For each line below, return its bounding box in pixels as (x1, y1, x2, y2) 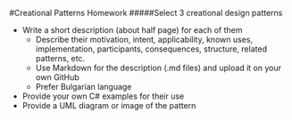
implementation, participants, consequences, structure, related (35, 44, 268, 54)
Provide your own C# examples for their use (21, 91, 185, 101)
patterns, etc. (35, 53, 86, 63)
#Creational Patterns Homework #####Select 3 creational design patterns (9, 8, 283, 18)
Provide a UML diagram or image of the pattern (21, 100, 196, 110)
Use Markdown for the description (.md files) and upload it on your (35, 62, 281, 73)
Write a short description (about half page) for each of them (21, 25, 243, 35)
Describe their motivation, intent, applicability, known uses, (35, 35, 253, 44)
